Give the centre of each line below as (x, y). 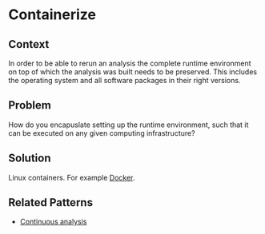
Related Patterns (51, 202)
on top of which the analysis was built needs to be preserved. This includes (133, 72)
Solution (30, 159)
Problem (30, 105)
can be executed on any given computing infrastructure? (102, 133)
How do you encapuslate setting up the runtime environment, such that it (128, 125)
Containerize (52, 15)
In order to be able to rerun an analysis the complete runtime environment (130, 63)
